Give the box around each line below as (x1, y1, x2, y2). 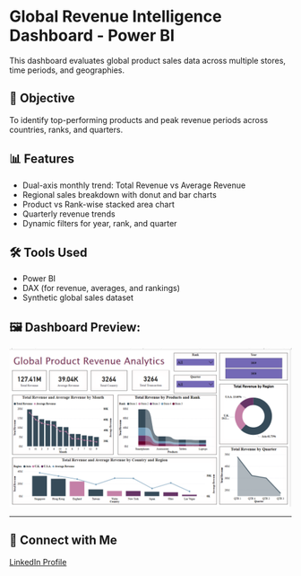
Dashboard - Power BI (9, 25, 175, 46)
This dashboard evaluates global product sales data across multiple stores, (9, 55, 287, 66)
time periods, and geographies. (9, 65, 125, 75)
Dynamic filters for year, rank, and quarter (21, 217, 177, 228)
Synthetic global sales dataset (21, 292, 134, 303)
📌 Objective (9, 91, 75, 106)
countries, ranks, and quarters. (9, 124, 124, 135)
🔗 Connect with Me (9, 533, 118, 548)
